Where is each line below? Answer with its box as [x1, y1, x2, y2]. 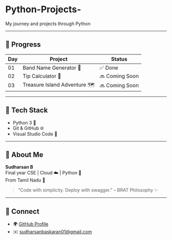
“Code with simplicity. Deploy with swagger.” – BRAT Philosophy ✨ [17, 187, 159, 193]
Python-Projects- [5, 4, 81, 15]
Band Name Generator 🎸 [23, 64, 81, 71]
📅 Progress [5, 40, 41, 49]
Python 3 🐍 [12, 119, 37, 126]
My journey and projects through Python [5, 21, 91, 27]
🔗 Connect [5, 207, 39, 216]
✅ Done [99, 64, 119, 71]
